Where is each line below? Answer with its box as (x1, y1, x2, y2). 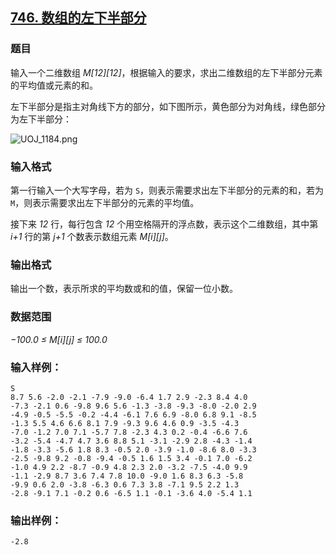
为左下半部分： (10, 113, 72, 125)
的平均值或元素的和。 (10, 79, 98, 91)
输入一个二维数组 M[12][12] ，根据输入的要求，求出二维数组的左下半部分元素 (10, 66, 323, 78)
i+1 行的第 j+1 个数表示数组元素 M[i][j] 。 (10, 230, 174, 242)
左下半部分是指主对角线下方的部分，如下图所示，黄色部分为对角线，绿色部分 (10, 100, 326, 112)
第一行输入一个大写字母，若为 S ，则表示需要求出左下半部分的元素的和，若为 (10, 184, 325, 196)
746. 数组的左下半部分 (10, 9, 147, 27)
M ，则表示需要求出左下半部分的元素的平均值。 (10, 196, 200, 208)
